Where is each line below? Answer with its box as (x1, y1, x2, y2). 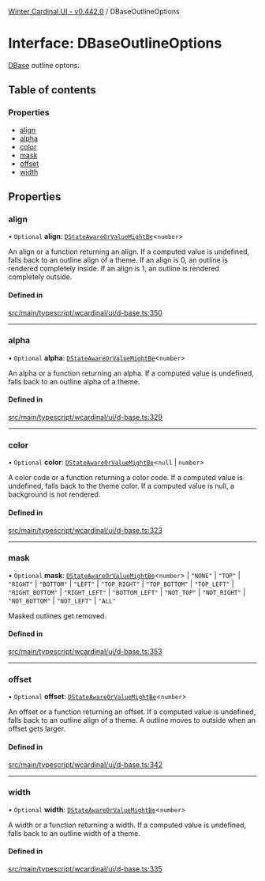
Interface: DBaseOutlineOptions (8, 35, 222, 52)
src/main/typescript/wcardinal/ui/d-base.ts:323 (8, 525, 163, 535)
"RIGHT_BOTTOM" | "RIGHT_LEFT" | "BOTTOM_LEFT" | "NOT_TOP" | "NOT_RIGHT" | (8, 587, 246, 596)
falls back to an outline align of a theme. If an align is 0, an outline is (8, 255, 229, 265)
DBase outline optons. (8, 60, 80, 70)
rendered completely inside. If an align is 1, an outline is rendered (8, 264, 219, 274)
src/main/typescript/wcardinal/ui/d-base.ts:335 (8, 864, 163, 874)
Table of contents (8, 83, 96, 97)
